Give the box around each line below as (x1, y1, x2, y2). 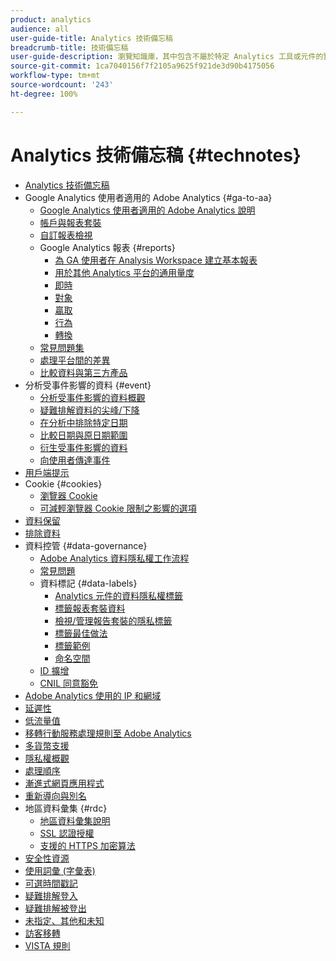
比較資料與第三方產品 (39, 366, 128, 378)
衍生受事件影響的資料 (39, 441, 128, 453)
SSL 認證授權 (39, 827, 95, 839)
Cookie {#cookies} (24, 477, 103, 490)
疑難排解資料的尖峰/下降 (39, 404, 140, 416)
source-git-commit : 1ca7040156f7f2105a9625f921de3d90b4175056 (10, 61, 275, 71)
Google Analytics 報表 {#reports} (39, 241, 176, 253)
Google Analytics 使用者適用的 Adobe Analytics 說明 (39, 204, 256, 216)
